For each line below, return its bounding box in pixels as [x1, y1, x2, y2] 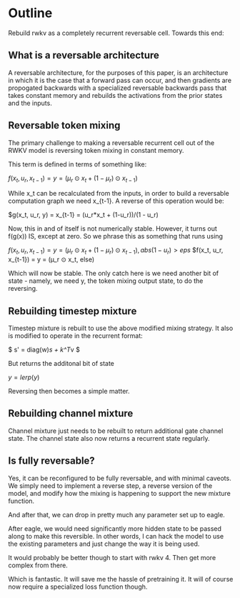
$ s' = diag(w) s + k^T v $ [8, 345, 81, 354]
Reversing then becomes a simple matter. [8, 387, 131, 395]
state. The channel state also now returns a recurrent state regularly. [8, 434, 210, 442]
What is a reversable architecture [8, 49, 160, 61]
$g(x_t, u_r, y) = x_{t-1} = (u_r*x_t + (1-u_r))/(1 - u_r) [8, 211, 159, 219]
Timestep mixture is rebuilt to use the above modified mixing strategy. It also [8, 324, 234, 332]
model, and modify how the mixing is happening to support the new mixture [8, 489, 231, 497]
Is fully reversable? [8, 455, 95, 467]
